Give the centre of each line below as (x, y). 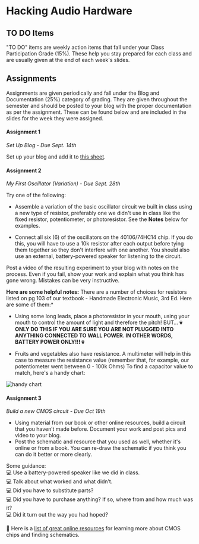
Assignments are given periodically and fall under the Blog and (83, 93)
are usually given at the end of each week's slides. (68, 60)
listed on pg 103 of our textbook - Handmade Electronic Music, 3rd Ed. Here (99, 299)
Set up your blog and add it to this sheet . (56, 157)
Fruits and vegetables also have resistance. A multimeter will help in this (103, 354)
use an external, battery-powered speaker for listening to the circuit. (98, 256)
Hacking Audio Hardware (69, 11)
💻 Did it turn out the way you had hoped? (57, 515)
